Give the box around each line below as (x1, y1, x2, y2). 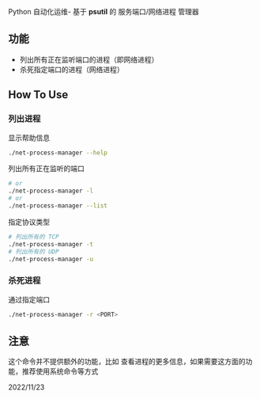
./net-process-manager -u (8, 255, 93, 263)
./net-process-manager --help (8, 149, 108, 157)
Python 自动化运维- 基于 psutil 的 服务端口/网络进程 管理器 (8, 7, 199, 16)
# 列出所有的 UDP (8, 248, 59, 256)
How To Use (8, 88, 69, 101)
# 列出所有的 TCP (8, 233, 59, 241)
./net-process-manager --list (8, 202, 108, 210)
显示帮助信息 (8, 133, 50, 142)
